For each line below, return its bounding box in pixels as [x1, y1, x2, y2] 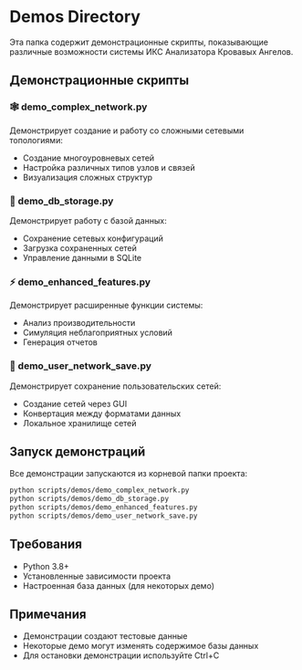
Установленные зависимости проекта [22, 571, 172, 581]
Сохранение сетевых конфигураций [22, 233, 164, 244]
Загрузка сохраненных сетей [22, 242, 137, 253]
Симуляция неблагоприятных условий [22, 327, 173, 339]
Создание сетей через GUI [22, 398, 128, 409]
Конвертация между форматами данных [22, 408, 182, 419]
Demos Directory [9, 6, 141, 27]
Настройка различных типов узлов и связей [22, 162, 196, 173]
